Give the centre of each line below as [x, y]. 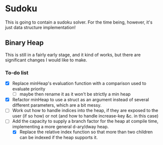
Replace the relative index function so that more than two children [86, 132]
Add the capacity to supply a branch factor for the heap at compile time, [85, 121]
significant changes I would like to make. [46, 60]
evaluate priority [29, 89]
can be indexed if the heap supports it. [59, 138]
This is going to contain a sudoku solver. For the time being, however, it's [79, 22]
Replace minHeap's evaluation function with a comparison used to [79, 84]
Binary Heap [25, 43]
